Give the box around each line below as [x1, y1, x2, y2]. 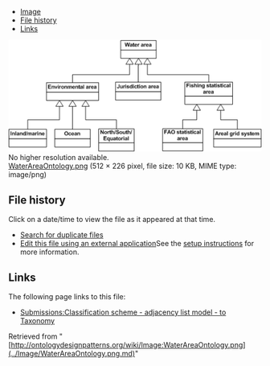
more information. [19, 247, 80, 257]
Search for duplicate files [19, 230, 104, 240]
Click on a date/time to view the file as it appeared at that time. [8, 215, 215, 224]
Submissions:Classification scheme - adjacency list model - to [19, 307, 227, 317]
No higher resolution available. [8, 153, 110, 162]
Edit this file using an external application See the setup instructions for [19, 239, 255, 249]
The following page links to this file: [8, 292, 126, 302]
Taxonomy [19, 316, 55, 326]
